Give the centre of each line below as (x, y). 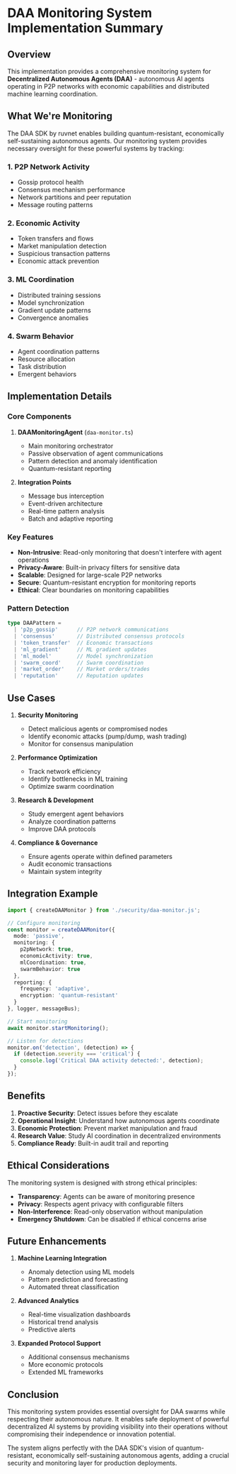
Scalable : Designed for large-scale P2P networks (90, 575)
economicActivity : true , (57, 956)
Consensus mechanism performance (71, 190)
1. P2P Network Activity (49, 167)
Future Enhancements (57, 1241)
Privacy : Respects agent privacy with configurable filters (100, 1204)
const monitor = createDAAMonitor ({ (61, 930)
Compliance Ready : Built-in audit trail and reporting (93, 1143)
